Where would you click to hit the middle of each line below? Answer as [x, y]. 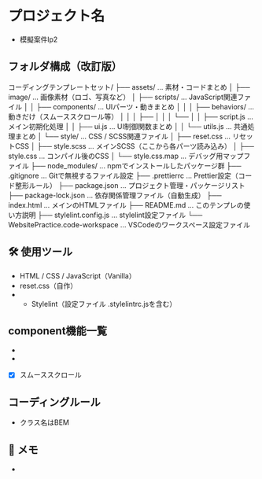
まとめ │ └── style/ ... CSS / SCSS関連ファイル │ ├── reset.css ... [122, 136]
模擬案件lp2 [39, 39]
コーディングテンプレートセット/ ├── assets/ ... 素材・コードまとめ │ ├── [129, 87]
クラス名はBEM [44, 422]
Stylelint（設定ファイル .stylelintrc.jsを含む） [104, 304]
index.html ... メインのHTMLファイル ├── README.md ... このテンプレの [126, 204]
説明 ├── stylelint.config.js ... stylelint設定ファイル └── [112, 215]
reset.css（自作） [48, 286]
